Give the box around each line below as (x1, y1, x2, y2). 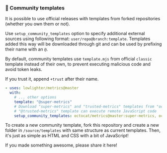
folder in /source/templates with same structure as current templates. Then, (5, 127, 161, 133)
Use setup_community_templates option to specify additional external (5, 31, 145, 37)
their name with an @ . (5, 47, 48, 52)
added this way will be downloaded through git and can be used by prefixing (5, 41, 162, 47)
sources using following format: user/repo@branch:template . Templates (5, 36, 151, 42)
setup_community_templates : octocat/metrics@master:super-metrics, (14, 113, 157, 118)
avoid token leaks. (5, 66, 42, 72)
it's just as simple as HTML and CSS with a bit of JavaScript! (5, 133, 129, 139)
